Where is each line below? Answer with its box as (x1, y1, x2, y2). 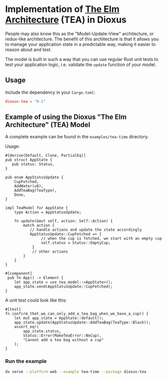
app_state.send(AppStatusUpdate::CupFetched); (14, 284, 113, 289)
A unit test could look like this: (5, 297, 67, 303)
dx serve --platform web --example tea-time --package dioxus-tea (5, 369, 146, 374)
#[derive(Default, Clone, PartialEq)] (5, 153, 86, 158)
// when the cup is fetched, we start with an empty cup (40, 236, 162, 241)
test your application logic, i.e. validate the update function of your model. (5, 61, 156, 67)
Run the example (5, 358, 47, 365)
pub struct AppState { (5, 157, 52, 163)
